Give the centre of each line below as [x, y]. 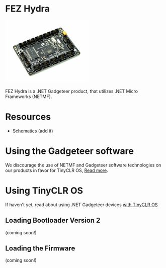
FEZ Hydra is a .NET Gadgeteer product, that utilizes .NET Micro [72, 91]
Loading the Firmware [40, 248]
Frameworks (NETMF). [29, 97]
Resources [28, 117]
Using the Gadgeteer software [70, 151]
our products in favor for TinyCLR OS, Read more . [57, 170]
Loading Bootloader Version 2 [53, 220]
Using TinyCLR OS [44, 191]
